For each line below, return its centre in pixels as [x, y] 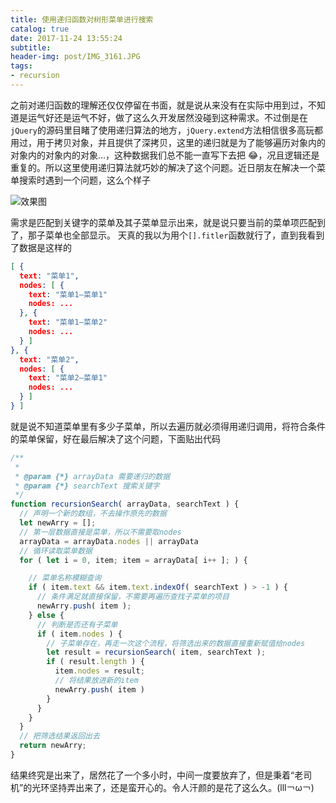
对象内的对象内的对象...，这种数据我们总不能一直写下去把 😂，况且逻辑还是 [165, 155]
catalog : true [40, 29]
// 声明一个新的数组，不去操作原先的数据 [93, 514]
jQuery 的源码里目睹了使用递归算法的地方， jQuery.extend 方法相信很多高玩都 [167, 130]
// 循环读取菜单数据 [56, 551]
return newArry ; [53, 746]
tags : [21, 66]
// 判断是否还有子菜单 [77, 624]
